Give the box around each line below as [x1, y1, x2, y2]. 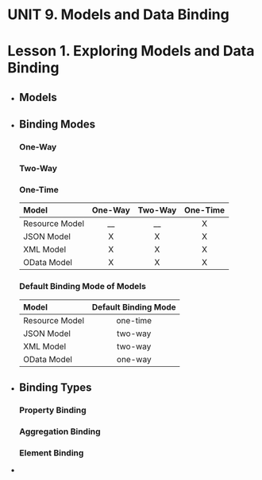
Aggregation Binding [18, 426, 101, 437]
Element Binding [18, 447, 84, 459]
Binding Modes [18, 118, 96, 131]
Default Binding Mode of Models [18, 281, 146, 292]
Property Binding [18, 404, 87, 416]
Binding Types [18, 380, 92, 394]
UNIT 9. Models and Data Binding [7, 6, 229, 24]
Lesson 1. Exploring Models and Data [7, 42, 255, 60]
